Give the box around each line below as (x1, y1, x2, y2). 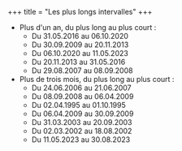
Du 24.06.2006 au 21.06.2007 (31, 83, 132, 93)
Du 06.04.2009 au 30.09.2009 (31, 109, 134, 119)
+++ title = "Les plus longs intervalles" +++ (7, 7, 153, 16)
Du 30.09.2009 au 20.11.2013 (31, 40, 129, 50)
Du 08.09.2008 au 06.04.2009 (31, 92, 134, 101)
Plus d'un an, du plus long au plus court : (19, 23, 157, 32)
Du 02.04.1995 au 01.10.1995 (31, 101, 127, 110)
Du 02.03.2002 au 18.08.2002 (31, 126, 132, 136)
